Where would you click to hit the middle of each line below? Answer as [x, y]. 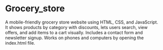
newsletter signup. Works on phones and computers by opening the [75, 38]
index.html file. [20, 43]
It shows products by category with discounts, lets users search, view [76, 27]
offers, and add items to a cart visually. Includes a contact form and [74, 32]
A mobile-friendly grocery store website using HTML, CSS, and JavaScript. [82, 22]
